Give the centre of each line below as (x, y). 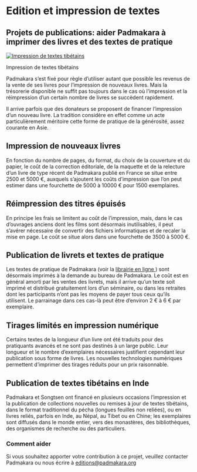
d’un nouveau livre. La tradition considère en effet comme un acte (86, 115)
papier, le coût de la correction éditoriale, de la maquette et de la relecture (96, 167)
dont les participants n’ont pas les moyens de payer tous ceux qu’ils (88, 294)
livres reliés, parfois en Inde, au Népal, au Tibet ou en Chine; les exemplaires (98, 416)
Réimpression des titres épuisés (66, 204)
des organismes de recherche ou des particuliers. (66, 428)
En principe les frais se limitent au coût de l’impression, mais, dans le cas (94, 218)
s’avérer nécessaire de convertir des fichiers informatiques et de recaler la (96, 230)
